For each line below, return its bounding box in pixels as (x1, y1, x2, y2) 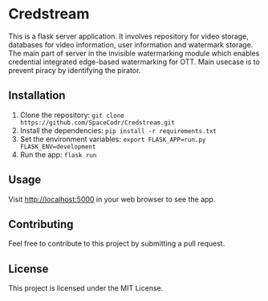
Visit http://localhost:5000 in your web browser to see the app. (8, 194, 216, 204)
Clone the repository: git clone (19, 110, 124, 120)
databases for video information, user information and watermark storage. (8, 39, 254, 49)
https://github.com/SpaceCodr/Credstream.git (19, 118, 175, 127)
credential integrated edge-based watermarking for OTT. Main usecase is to (8, 57, 261, 67)
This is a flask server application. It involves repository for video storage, (8, 31, 249, 41)
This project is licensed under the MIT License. (8, 283, 164, 293)
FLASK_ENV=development (19, 142, 96, 151)
